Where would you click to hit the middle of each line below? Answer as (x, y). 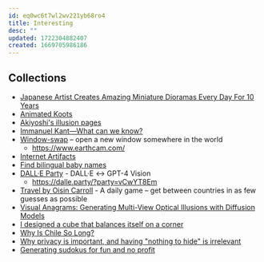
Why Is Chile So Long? (57, 232)
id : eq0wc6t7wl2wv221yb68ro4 (57, 16)
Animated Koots (46, 113)
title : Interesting (41, 23)
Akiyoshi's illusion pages (60, 122)
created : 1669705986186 (48, 46)
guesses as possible (54, 198)
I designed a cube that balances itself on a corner (102, 224)
